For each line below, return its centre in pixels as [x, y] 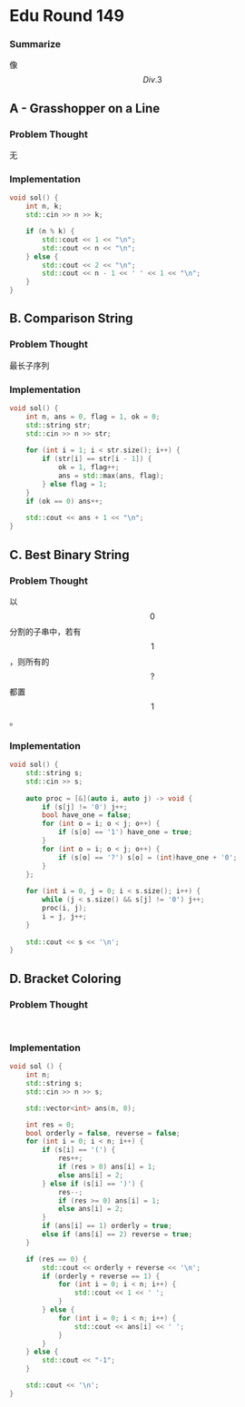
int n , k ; [44, 207]
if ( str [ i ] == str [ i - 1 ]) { [97, 459]
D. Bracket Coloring [65, 978]
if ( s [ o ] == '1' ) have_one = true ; [125, 832]
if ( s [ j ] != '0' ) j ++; [85, 807]
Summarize [35, 44]
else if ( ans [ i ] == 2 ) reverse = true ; [118, 1235]
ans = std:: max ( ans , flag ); [111, 476]
